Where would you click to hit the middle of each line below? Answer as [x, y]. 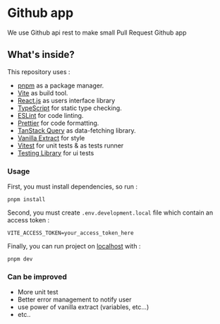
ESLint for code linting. [50, 115]
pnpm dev [20, 259]
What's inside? [41, 55]
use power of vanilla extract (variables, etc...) [83, 307]
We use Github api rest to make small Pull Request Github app [97, 32]
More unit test [38, 292]
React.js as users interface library [66, 100]
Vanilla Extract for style [51, 138]
